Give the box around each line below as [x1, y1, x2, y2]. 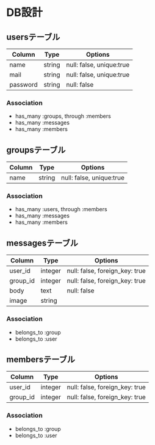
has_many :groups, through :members [15, 112, 111, 120]
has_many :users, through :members [15, 206, 108, 213]
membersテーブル [6, 354, 75, 364]
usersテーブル [6, 32, 60, 42]
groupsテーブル [6, 145, 66, 155]
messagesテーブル [6, 237, 78, 248]
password [9, 81, 38, 89]
